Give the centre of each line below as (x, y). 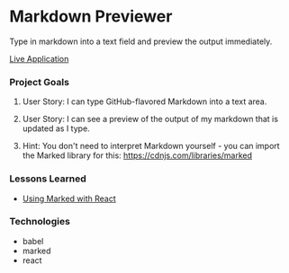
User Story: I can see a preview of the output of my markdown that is (150, 119)
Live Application (39, 58)
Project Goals (40, 82)
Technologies (40, 222)
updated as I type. (56, 128)
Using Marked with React (69, 198)
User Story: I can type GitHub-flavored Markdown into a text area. (144, 101)
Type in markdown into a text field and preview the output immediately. (141, 41)
